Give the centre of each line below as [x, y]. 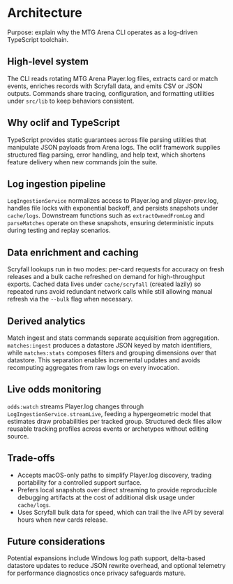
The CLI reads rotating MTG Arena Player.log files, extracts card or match [113, 78]
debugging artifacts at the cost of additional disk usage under [106, 497]
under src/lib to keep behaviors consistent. [71, 101]
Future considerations [57, 542]
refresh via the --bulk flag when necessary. [70, 299]
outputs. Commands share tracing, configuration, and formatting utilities [111, 93]
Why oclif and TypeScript [64, 123]
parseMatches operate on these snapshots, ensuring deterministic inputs [111, 223]
